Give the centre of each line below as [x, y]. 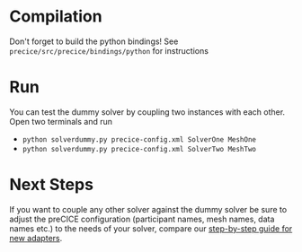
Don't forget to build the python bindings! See [94, 41]
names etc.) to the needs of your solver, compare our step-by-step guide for [151, 228]
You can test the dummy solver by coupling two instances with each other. [147, 112]
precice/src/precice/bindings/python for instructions [109, 50]
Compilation [56, 17]
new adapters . [36, 238]
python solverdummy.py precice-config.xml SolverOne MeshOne [139, 139]
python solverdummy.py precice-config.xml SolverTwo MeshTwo [139, 149]
